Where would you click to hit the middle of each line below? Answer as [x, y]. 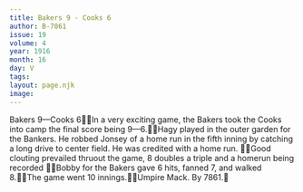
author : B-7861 [38, 26]
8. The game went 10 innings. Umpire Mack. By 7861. [117, 177]
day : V [22, 69]
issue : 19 [28, 34]
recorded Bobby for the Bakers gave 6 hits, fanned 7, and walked [136, 168]
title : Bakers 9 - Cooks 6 [60, 18]
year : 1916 [30, 52]
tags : [20, 77]
